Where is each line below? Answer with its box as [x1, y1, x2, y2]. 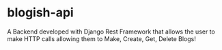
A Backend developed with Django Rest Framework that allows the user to [7, 27, 215, 36]
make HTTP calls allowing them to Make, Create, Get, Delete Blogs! [7, 34, 196, 42]
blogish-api [7, 5, 74, 21]
